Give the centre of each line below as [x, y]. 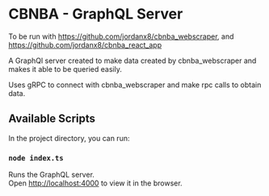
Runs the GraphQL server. [52, 175]
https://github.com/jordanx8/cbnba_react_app [85, 44]
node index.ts [36, 158]
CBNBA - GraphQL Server [96, 14]
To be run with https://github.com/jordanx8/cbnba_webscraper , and [121, 36]
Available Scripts [52, 119]
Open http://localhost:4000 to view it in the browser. [96, 183]
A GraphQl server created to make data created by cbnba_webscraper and [132, 60]
